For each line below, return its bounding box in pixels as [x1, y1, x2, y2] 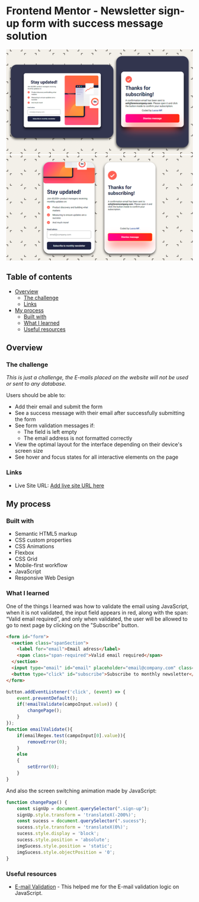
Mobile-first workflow [14, 562, 68, 569]
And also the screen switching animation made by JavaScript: [6, 787, 157, 794]
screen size [14, 447, 43, 455]
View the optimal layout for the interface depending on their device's [14, 441, 182, 448]
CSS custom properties [14, 536, 72, 543]
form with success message [21, 17, 163, 30]
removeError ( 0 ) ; [27, 739, 68, 745]
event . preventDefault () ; [17, 695, 78, 701]
